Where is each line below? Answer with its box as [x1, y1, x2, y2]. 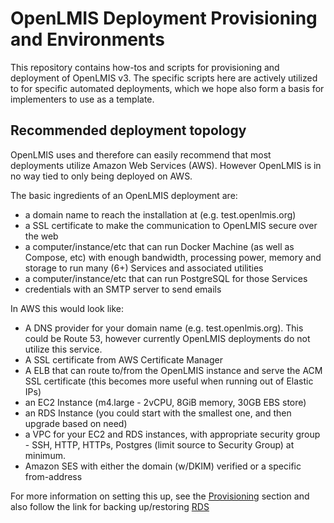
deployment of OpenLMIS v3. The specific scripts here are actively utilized [10, 72, 318, 84]
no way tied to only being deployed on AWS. [10, 170, 193, 182]
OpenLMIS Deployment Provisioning [10, 7, 318, 30]
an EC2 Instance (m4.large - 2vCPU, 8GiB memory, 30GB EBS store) [24, 396, 307, 408]
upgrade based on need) [24, 417, 128, 429]
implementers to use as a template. [10, 93, 155, 105]
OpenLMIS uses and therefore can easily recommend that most [10, 148, 272, 161]
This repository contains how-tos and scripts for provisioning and [10, 61, 280, 73]
